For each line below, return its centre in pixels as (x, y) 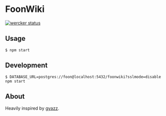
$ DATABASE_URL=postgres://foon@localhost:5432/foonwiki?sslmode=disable (83, 77)
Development (27, 65)
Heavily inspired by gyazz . (32, 109)
